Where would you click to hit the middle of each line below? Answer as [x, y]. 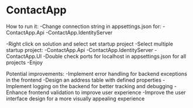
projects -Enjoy [24, 62]
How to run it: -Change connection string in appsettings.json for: [84, 26]
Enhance [17, 92]
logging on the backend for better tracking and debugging [103, 86]
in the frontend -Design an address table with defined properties [84, 80]
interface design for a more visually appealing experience [75, 98]
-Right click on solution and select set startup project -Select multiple [90, 44]
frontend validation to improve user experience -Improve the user [107, 92]
